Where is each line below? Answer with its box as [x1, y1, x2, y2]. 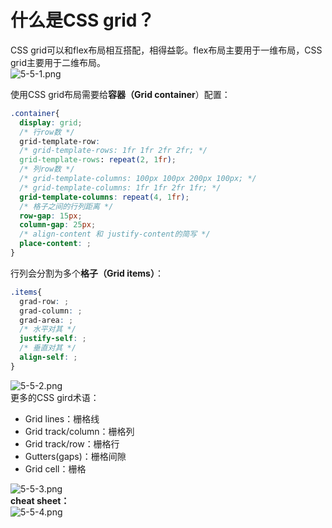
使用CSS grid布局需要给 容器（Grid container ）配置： [10, 88, 231, 100]
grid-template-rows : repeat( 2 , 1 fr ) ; [19, 155, 177, 165]
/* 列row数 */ [19, 164, 75, 175]
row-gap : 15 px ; [19, 211, 83, 221]
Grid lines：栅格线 [24, 412, 100, 425]
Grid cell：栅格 [24, 462, 87, 475]
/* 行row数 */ [19, 127, 75, 137]
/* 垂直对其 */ [19, 343, 77, 353]
